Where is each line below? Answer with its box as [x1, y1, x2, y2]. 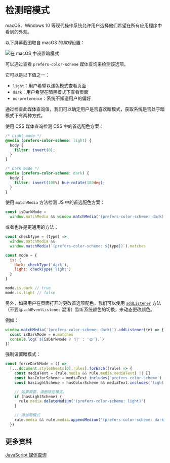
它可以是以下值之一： [5, 72, 50, 78]
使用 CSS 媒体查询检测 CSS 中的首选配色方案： [5, 123, 104, 129]
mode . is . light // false [5, 290, 56, 295]
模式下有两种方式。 [5, 112, 46, 118]
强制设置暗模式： [5, 351, 41, 358]
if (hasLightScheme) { [14, 394, 62, 399]
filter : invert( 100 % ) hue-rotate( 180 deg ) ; [14, 180, 105, 185]
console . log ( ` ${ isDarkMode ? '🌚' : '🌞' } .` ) [10, 337, 105, 342]
